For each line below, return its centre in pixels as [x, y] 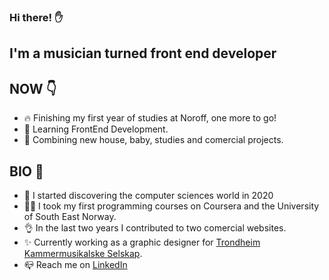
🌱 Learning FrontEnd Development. [96, 129]
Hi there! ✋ [36, 17]
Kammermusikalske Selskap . [83, 253]
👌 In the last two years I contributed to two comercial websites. [155, 227]
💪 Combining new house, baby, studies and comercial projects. [153, 140]
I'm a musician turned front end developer [143, 53]
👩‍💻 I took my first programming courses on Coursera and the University [171, 206]
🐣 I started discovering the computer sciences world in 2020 [148, 195]
